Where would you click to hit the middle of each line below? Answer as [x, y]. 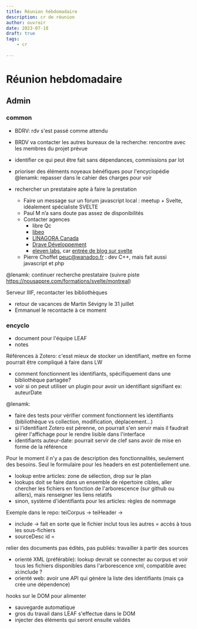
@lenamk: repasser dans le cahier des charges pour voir [83, 177]
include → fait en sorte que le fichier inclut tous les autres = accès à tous [103, 524]
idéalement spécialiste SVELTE [61, 207]
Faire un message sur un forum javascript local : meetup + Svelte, [103, 200]
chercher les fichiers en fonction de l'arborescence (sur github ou [94, 488]
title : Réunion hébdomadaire [42, 12]
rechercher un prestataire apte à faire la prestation [76, 189]
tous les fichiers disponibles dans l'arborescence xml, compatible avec [101, 565]
